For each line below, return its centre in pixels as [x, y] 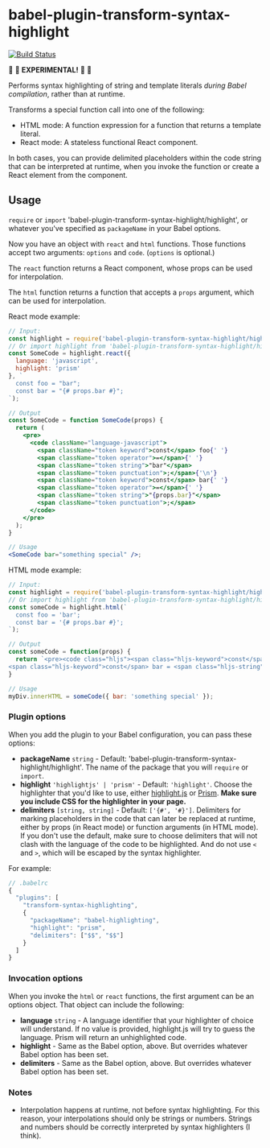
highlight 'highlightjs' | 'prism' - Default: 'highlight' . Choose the [136, 784]
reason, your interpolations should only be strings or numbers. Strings [136, 1118]
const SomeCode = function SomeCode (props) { [86, 420]
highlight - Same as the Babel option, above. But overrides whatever [133, 1046]
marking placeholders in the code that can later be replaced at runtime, [137, 818]
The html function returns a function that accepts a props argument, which [131, 292]
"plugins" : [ [37, 898]
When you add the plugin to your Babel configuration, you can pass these [130, 734]
